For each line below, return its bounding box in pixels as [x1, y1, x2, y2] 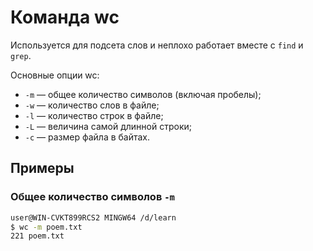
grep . [10, 49, 32, 61]
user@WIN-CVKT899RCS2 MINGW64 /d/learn [10, 212, 177, 223]
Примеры [10, 160, 75, 177]
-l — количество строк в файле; [24, 109, 164, 121]
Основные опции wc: [10, 69, 100, 81]
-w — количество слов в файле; [24, 99, 160, 111]
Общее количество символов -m [10, 190, 175, 204]
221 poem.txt [10, 231, 65, 241]
